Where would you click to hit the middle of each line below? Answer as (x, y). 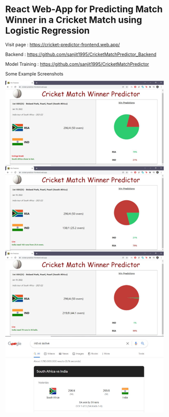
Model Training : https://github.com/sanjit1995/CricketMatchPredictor (77, 64)
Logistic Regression (48, 31)
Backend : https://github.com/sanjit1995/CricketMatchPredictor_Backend (81, 54)
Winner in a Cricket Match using (74, 20)
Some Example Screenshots (34, 73)
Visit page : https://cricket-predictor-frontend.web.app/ (63, 44)
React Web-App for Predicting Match (84, 9)
